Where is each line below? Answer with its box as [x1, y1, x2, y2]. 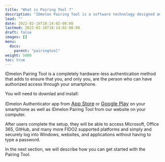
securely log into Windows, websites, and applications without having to [5, 132, 151, 137]
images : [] [5, 35, 27, 40]
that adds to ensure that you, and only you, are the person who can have [5, 76, 152, 82]
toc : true [5, 57, 26, 62]
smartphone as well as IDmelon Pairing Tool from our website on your [5, 107, 146, 112]
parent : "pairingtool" [14, 48, 60, 53]
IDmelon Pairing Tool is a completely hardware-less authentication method [5, 71, 156, 77]
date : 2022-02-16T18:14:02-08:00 [5, 21, 74, 26]
